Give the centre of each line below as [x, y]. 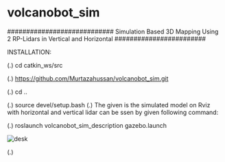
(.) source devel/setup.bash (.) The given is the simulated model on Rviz [109, 105]
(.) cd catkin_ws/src [35, 65]
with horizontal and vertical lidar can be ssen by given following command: [113, 112]
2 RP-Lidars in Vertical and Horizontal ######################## [107, 38]
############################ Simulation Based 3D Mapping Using [113, 31]
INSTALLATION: [29, 52]
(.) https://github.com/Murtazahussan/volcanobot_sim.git [88, 78]
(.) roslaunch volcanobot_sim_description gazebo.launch [87, 125]
